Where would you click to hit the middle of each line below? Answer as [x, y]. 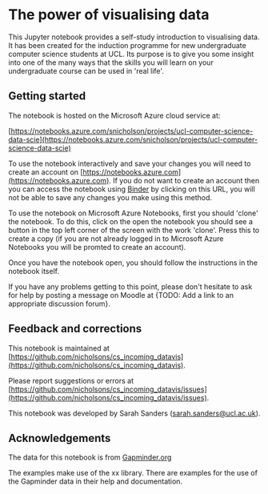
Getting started [47, 96]
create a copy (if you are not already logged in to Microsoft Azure [116, 239]
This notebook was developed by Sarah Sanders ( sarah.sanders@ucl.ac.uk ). [134, 413]
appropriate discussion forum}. [59, 303]
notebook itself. [34, 271]
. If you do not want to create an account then [184, 180]
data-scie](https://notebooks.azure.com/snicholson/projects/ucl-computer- [133, 139]
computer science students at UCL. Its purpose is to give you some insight [131, 54]
